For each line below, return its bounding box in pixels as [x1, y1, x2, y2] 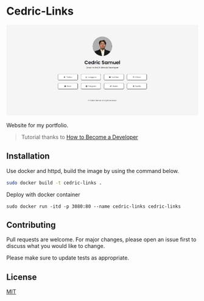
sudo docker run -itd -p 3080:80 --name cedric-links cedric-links [6, 203, 181, 210]
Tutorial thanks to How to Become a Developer [21, 133, 138, 141]
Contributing [6, 219, 56, 230]
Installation [6, 151, 50, 161]
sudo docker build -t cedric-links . [6, 180, 102, 186]
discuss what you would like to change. [6, 243, 105, 250]
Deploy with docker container [6, 191, 80, 198]
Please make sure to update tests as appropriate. [6, 254, 130, 261]
